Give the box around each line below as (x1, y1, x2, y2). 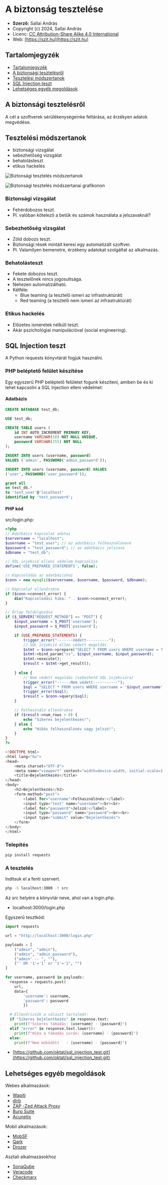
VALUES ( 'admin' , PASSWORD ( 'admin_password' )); (5, 458, 107, 463)
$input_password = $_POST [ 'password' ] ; (14, 624, 98, 629)
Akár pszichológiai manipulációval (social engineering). (12, 327, 127, 333)
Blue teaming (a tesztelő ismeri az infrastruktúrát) (20, 292, 123, 298)
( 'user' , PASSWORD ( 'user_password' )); (5, 471, 87, 477)
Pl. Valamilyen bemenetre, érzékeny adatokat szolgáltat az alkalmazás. (12, 246, 159, 253)
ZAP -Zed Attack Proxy (12, 1103, 60, 1109)
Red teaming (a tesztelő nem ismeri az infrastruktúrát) (20, 297, 132, 303)
